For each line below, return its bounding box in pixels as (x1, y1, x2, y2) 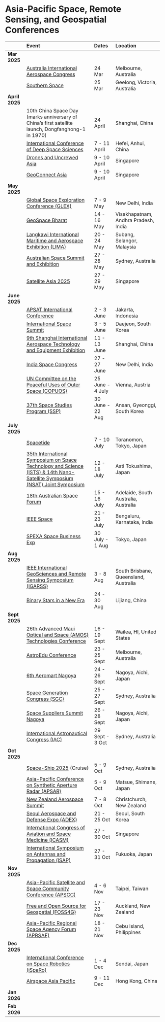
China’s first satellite (26, 119, 73, 126)
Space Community (26, 885, 69, 892)
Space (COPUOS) (26, 387, 68, 394)
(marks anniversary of (26, 113, 78, 120)
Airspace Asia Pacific (26, 977, 76, 984)
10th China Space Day (26, 107, 79, 114)
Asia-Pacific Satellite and (26, 879, 85, 886)
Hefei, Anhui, (115, 139, 145, 146)
